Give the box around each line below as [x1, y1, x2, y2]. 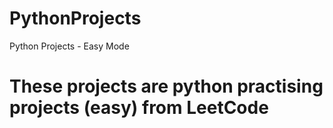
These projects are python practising [9, 75, 324, 98]
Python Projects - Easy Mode [9, 40, 130, 52]
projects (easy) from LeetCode [9, 97, 269, 119]
